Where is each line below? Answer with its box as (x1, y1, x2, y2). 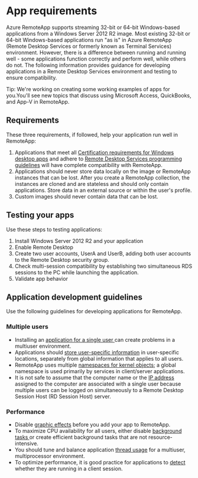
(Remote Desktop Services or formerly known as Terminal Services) (6, 43, 171, 50)
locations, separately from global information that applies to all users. (14, 355, 184, 362)
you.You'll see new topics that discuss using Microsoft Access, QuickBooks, (6, 92, 191, 99)
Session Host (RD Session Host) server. (14, 393, 111, 400)
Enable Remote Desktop (14, 243, 74, 251)
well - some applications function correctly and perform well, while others (6, 55, 186, 62)
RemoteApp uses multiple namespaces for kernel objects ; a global (14, 361, 176, 368)
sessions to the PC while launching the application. (14, 268, 139, 276)
